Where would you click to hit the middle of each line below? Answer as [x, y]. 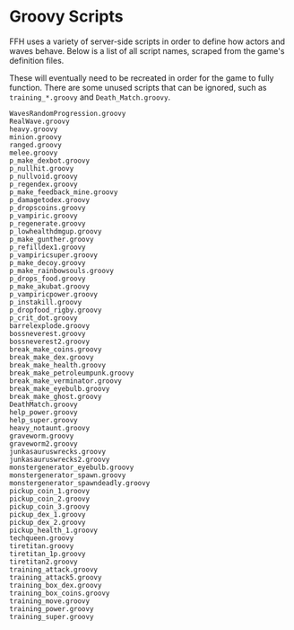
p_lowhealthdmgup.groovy [56, 231]
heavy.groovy [34, 129]
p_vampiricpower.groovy [54, 294]
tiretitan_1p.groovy [48, 554]
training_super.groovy [52, 617]
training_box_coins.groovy [60, 593]
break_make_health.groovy [57, 365]
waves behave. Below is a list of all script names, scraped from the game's [147, 50]
